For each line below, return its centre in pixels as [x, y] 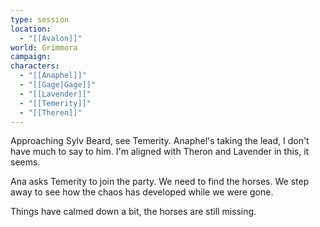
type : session [40, 19]
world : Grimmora [44, 47]
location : [31, 29]
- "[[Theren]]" [51, 112]
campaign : [31, 57]
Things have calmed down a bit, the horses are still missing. [133, 212]
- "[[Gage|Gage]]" [58, 85]
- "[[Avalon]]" [51, 38]
